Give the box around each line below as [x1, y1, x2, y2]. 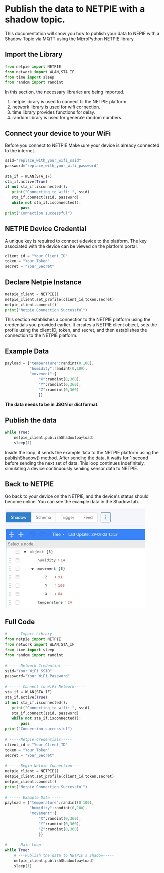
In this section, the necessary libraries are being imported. [5, 89, 125, 95]
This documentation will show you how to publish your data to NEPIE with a [5, 30, 160, 36]
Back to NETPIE [5, 480, 54, 488]
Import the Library [5, 50, 63, 59]
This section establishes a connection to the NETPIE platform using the [5, 316, 151, 323]
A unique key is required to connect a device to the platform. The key [5, 238, 147, 244]
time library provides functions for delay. [12, 109, 96, 115]
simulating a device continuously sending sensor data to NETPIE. [5, 465, 138, 471]
